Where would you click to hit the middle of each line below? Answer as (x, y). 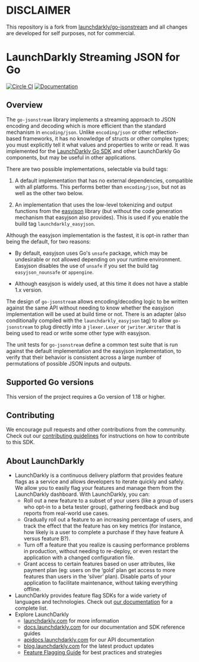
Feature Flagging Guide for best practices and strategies (93, 652)
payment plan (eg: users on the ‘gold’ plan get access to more (99, 570)
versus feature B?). (47, 539)
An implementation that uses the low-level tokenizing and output (94, 204)
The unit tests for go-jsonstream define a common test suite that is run (92, 344)
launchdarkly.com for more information (71, 621)
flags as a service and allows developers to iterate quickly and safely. (100, 482)
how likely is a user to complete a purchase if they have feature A (104, 532)
